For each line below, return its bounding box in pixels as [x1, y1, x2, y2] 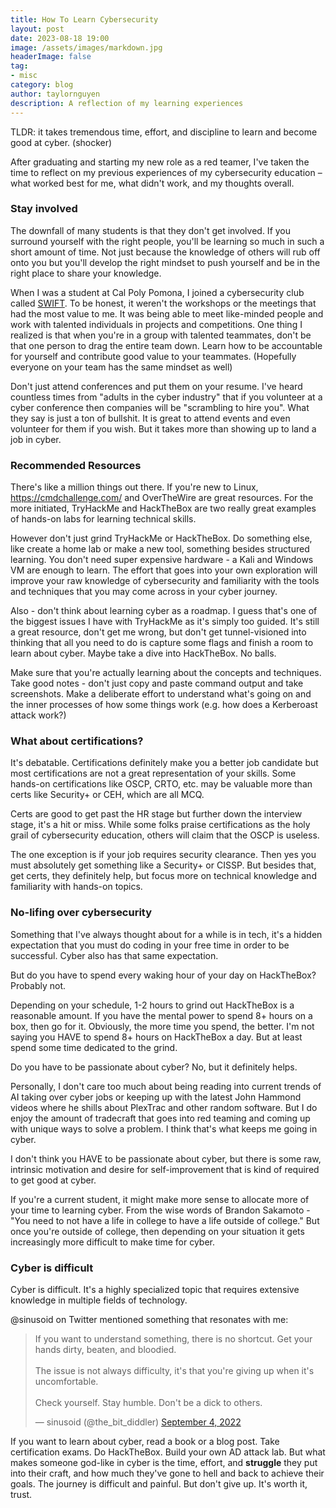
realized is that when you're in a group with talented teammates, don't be [10, 329, 312, 341]
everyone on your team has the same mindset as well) [10, 361, 233, 373]
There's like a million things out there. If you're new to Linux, [10, 481, 259, 493]
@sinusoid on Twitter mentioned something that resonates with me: [10, 1313, 289, 1325]
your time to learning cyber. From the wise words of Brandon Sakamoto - [10, 1204, 311, 1216]
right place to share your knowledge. [10, 267, 162, 279]
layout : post [10, 24, 65, 34]
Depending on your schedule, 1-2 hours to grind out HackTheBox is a [10, 999, 295, 1011]
